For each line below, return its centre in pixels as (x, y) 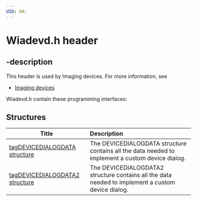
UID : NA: (17, 11)
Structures (26, 117)
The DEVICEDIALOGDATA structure (138, 144)
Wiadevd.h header (52, 40)
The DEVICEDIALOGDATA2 (127, 168)
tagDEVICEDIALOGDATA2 (45, 175)
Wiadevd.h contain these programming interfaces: (67, 99)
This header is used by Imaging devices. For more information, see (87, 76)
